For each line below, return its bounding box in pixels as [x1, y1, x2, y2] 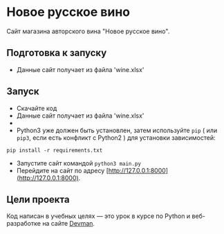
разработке [6, 219, 41, 228]
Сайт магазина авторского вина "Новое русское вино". [6, 27, 170, 35]
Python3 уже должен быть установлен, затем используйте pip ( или [16, 126, 218, 134]
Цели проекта [6, 193, 70, 205]
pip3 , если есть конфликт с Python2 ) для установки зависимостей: [16, 133, 216, 142]
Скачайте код [16, 104, 57, 112]
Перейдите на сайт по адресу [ [16, 166, 109, 174]
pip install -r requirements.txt [6, 147, 103, 154]
